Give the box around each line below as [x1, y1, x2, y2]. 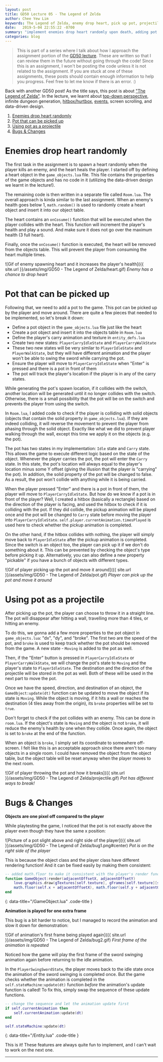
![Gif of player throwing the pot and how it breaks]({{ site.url [5, 770, 125, 776]
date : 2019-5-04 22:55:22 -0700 [5, 25, 75, 30]
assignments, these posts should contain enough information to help [16, 73, 154, 79]
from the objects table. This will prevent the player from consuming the [5, 246, 147, 252]
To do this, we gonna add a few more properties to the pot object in [5, 630, 140, 636]
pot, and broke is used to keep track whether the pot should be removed [5, 640, 149, 646]
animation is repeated [5, 942, 49, 948]
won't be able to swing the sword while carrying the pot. [12, 355, 125, 361]
